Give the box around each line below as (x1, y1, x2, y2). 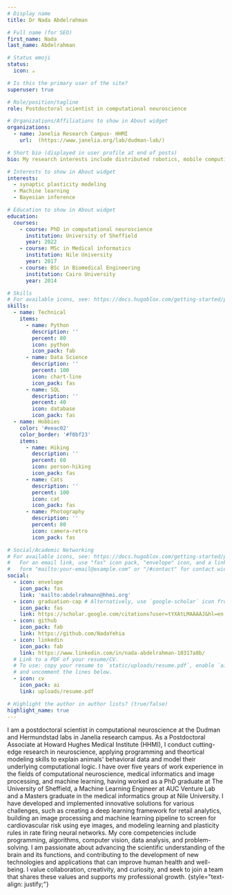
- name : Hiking (25, 444, 70, 451)
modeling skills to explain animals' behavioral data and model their (7, 755, 196, 764)
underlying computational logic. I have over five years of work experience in (7, 762, 224, 771)
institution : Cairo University (25, 270, 116, 277)
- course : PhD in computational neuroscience (19, 225, 153, 232)
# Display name (7, 10, 51, 17)
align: (7, 880, 23, 889)
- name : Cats (25, 476, 64, 483)
